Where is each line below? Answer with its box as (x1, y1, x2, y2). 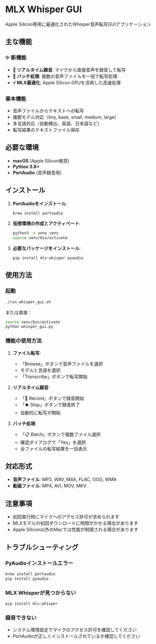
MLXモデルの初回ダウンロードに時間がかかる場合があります (12, 520, 138, 527)
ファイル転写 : (12, 350, 41, 356)
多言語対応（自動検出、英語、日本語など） (12, 120, 102, 126)
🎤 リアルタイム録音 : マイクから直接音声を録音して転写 (12, 66, 126, 73)
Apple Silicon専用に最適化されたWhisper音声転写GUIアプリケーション (5, 21, 151, 27)
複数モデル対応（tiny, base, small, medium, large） (12, 114, 119, 120)
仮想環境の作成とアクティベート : (12, 221, 81, 227)
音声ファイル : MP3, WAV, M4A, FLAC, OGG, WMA (12, 476, 117, 483)
